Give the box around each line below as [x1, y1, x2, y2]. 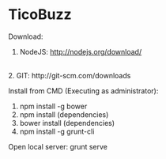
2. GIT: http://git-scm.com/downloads [8, 70, 131, 80]
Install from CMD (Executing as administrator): [8, 85, 159, 96]
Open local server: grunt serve [8, 142, 108, 151]
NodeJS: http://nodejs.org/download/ [19, 47, 142, 56]
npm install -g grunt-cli [19, 127, 95, 136]
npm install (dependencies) [19, 109, 109, 119]
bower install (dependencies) [19, 118, 115, 127]
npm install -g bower [19, 101, 88, 111]
